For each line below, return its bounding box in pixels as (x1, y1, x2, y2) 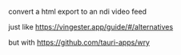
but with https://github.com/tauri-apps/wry (8, 37, 151, 47)
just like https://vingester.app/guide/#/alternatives (8, 22, 174, 31)
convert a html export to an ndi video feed (8, 7, 147, 16)
